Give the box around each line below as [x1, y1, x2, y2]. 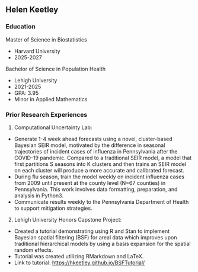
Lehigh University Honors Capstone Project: [14, 216, 122, 223]
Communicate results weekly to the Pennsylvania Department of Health [14, 198, 189, 205]
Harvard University [14, 47, 60, 55]
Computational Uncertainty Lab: [14, 124, 92, 131]
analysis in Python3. [14, 192, 63, 199]
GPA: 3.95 [14, 89, 39, 97]
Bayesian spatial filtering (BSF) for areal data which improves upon [14, 233, 177, 241]
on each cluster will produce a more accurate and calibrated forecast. [14, 167, 185, 174]
